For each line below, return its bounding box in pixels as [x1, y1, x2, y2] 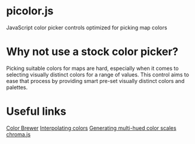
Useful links [6, 105, 67, 118]
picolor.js [6, 4, 54, 18]
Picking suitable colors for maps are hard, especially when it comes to [6, 65, 179, 72]
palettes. [6, 84, 28, 91]
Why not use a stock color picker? [6, 45, 178, 59]
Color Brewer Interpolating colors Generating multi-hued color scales [6, 124, 176, 131]
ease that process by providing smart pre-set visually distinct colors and [6, 77, 185, 84]
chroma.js [6, 130, 31, 138]
